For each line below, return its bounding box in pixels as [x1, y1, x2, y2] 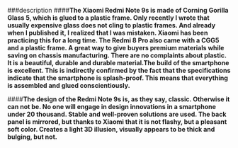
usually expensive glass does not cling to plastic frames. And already [7, 21, 216, 29]
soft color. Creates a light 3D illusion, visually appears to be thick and [7, 125, 215, 133]
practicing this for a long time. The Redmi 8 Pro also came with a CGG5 [7, 36, 220, 45]
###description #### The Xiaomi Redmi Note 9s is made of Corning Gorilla [7, 6, 229, 14]
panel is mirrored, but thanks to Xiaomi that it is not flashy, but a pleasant [7, 118, 227, 126]
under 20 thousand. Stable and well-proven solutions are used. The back [7, 110, 227, 118]
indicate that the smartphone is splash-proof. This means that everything [7, 74, 229, 82]
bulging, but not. [7, 132, 58, 141]
